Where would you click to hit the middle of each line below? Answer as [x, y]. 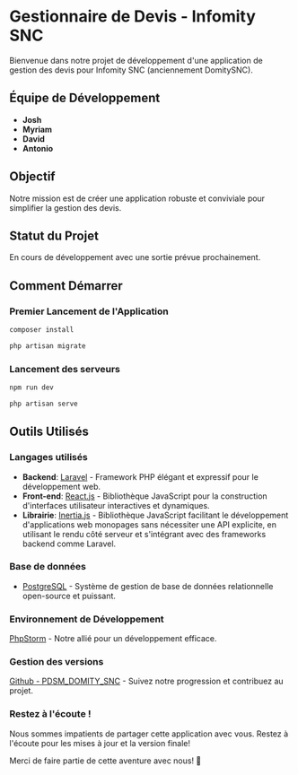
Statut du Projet [54, 235]
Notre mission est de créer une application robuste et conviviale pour [137, 198]
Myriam [37, 129]
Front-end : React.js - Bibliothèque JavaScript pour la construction [145, 496]
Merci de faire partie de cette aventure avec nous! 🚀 [105, 761]
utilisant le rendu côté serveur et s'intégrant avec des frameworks [144, 534]
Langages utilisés [48, 457]
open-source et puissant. [69, 596]
